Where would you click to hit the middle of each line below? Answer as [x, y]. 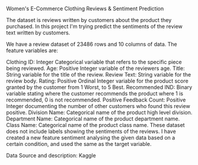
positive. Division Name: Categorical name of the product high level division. [99, 112]
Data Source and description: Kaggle [51, 156]
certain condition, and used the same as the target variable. [79, 144]
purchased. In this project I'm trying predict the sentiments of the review [94, 26]
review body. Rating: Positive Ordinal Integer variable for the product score [97, 81]
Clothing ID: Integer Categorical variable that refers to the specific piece [94, 62]
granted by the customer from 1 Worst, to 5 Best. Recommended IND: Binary [99, 87]
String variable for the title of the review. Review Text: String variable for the [99, 74]
